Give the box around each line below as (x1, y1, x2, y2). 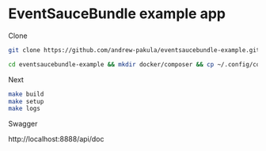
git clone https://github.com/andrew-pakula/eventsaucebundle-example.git (8, 46, 260, 54)
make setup (8, 97, 44, 105)
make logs (8, 104, 41, 113)
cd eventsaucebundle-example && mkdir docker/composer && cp (8, 60, 215, 68)
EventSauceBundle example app (8, 5, 226, 23)
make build (8, 90, 44, 98)
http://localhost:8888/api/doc (8, 134, 104, 144)
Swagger (8, 119, 38, 129)
